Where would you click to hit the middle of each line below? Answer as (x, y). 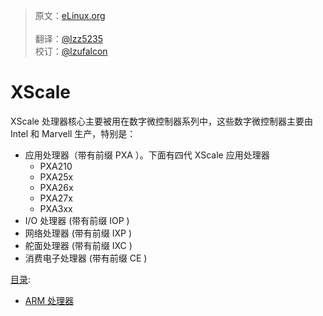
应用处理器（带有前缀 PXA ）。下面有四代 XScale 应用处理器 (147, 155)
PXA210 (56, 166)
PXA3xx (56, 208)
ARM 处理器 (49, 300)
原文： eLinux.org (70, 15)
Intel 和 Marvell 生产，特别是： (73, 133)
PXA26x (56, 187)
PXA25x (56, 176)
